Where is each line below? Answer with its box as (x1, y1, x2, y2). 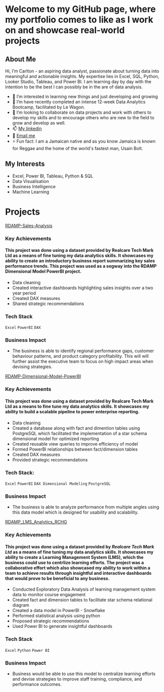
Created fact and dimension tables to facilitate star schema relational (12, 597, 153, 603)
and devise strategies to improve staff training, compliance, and (12, 676, 142, 682)
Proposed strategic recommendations (12, 618, 89, 624)
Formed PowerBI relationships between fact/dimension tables (12, 446, 138, 452)
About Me (5, 55, 36, 63)
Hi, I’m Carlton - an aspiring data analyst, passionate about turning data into (5, 68, 160, 74)
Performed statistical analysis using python (12, 613, 100, 619)
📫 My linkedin (12, 126, 42, 131)
